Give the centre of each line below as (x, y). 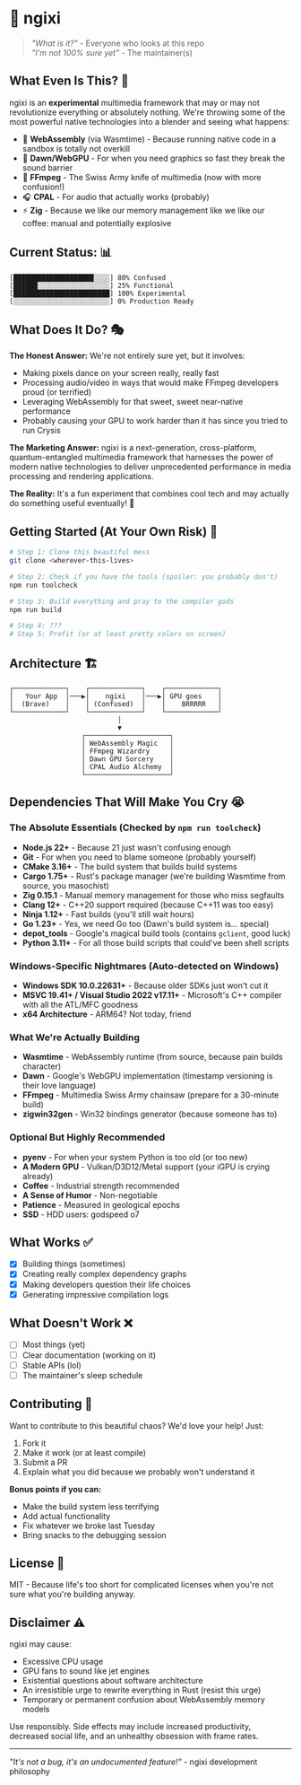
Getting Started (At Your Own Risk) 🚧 (113, 532)
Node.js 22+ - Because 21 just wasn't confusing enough (126, 847)
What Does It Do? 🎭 (67, 330)
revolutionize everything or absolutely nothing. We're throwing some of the (147, 112)
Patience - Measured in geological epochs (101, 1204)
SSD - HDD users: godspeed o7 (81, 1214)
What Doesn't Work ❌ (71, 1323)
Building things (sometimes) (74, 1264)
